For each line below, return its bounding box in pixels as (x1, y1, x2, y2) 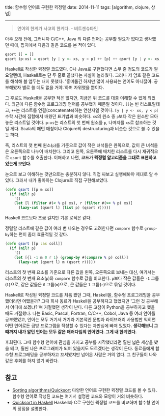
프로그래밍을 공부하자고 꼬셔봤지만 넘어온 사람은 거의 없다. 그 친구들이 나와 (14, 351, 157, 357)
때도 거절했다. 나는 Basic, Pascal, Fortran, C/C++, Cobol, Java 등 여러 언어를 (5, 310, 156, 316)
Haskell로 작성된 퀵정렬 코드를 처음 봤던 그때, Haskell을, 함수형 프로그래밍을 (5, 292, 151, 297)
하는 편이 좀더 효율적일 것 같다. (9, 232, 69, 238)
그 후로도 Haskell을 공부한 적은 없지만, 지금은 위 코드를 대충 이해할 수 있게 (5, 95, 146, 101)
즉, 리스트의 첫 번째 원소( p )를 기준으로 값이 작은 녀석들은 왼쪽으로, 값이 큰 (5, 142, 145, 148)
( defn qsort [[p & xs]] (5, 187, 54, 192)
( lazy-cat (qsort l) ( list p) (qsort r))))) (18, 206, 111, 210)
